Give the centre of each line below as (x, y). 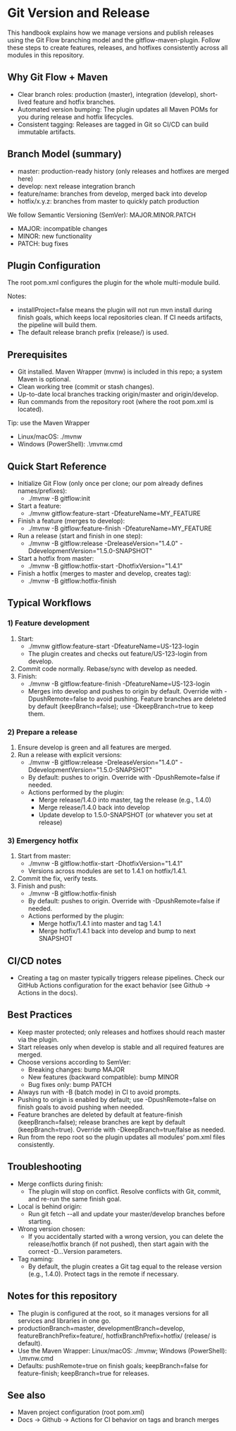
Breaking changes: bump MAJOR (76, 1069)
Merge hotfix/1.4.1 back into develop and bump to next (117, 931)
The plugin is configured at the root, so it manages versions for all (113, 1313)
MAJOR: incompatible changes (62, 228)
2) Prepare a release (42, 732)
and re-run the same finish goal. (75, 1199)
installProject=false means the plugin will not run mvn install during (115, 310)
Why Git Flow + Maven (58, 77)
